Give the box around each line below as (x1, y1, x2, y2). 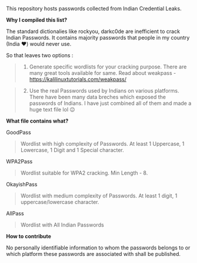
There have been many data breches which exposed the (29, 94, 166, 100)
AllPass (6, 210, 25, 217)
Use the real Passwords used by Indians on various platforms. (29, 87, 179, 94)
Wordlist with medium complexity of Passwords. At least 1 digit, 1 (20, 192, 178, 199)
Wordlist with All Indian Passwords (20, 221, 104, 228)
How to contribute (6, 233, 52, 239)
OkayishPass (6, 181, 38, 188)
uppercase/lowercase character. (20, 199, 99, 205)
